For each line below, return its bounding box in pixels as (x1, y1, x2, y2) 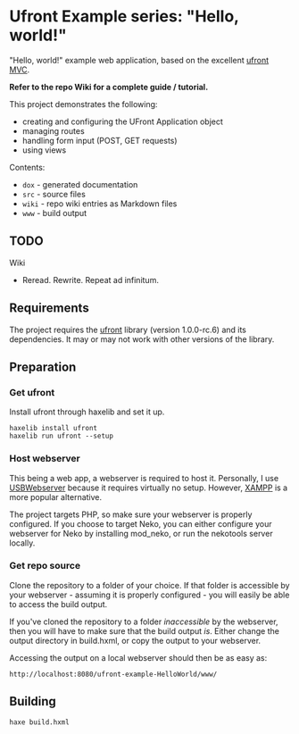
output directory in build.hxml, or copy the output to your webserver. (9, 635, 262, 646)
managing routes (21, 125, 85, 136)
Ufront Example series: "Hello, (9, 6, 239, 27)
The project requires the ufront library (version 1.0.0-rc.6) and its (9, 324, 247, 335)
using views (21, 145, 67, 155)
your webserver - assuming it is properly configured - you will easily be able (9, 589, 290, 600)
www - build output (21, 207, 87, 218)
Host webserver (9, 453, 80, 465)
